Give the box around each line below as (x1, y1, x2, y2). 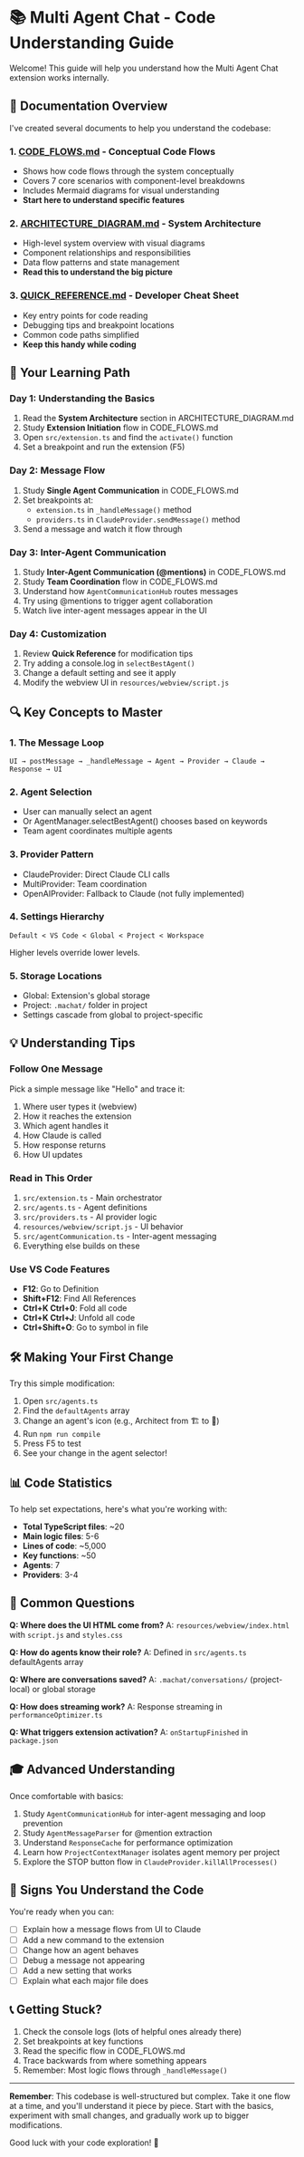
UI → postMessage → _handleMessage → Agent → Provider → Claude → (9, 756, 265, 766)
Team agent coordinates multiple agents (22, 825, 174, 836)
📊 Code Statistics (9, 1475, 113, 1490)
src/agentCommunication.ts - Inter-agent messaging (22, 1231, 217, 1242)
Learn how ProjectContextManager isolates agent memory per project (22, 1846, 280, 1857)
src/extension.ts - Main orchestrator (22, 1192, 163, 1203)
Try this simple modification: (9, 1378, 116, 1389)
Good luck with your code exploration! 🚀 (9, 2137, 159, 2148)
